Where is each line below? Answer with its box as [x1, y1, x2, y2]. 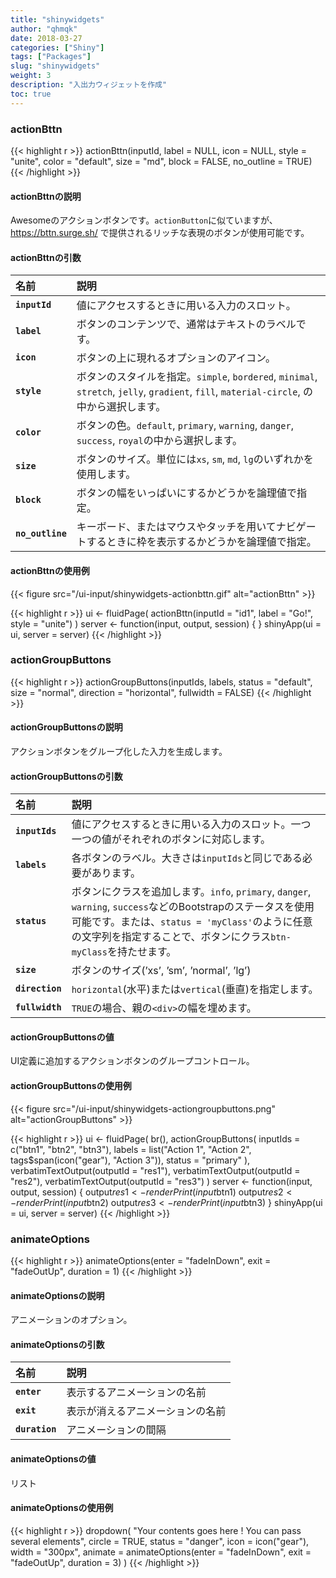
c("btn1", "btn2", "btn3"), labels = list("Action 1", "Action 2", [10, 1143, 252, 1155]
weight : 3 [10, 71, 52, 81]
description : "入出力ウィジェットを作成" [10, 80, 168, 90]
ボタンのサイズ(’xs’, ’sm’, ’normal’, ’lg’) [71, 964, 252, 978]
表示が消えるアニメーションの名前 [66, 1404, 227, 1418]
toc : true [10, 89, 52, 99]
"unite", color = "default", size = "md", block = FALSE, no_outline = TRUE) [10, 155, 313, 167]
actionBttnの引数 [10, 251, 82, 263]
